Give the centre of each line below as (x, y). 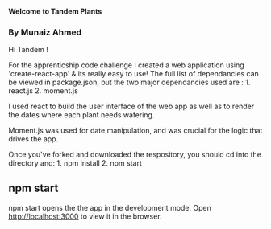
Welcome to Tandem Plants (55, 11)
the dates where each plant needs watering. (81, 115)
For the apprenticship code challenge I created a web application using (126, 65)
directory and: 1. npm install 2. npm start (75, 163)
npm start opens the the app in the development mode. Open (110, 207)
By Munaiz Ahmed (45, 32)
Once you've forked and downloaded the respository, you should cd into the (135, 154)
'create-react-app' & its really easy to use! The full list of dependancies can (134, 73)
